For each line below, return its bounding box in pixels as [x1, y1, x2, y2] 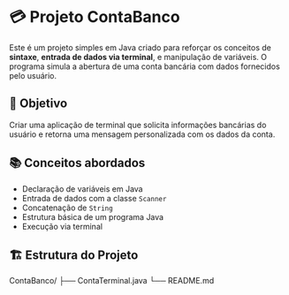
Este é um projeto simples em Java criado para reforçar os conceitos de [9, 42, 272, 53]
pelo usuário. [9, 70, 57, 80]
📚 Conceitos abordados [9, 155, 146, 170]
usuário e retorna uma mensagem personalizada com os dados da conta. [9, 129, 276, 140]
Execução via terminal [21, 221, 103, 231]
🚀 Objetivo [9, 96, 68, 111]
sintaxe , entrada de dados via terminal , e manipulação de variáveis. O [9, 51, 268, 62]
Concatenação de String [21, 202, 113, 213]
